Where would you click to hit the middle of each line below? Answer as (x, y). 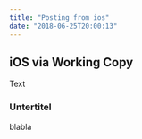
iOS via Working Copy (71, 62)
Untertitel (30, 107)
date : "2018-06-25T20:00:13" (63, 26)
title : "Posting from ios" (59, 17)
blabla (21, 126)
